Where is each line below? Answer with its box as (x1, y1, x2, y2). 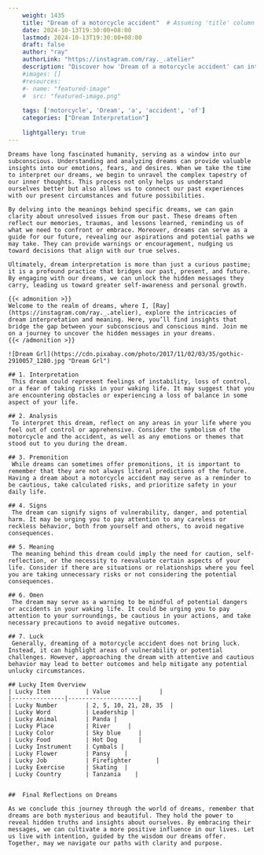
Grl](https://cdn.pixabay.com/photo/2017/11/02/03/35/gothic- (36, 350, 244, 358)
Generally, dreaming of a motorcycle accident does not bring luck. (11, 639, 241, 647)
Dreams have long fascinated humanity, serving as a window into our (8, 150, 241, 158)
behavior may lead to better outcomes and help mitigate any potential (8, 660, 247, 668)
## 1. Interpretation (8, 371, 79, 379)
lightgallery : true (22, 128, 86, 136)
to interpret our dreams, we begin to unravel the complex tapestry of (8, 171, 247, 179)
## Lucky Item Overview (8, 680, 86, 689)
